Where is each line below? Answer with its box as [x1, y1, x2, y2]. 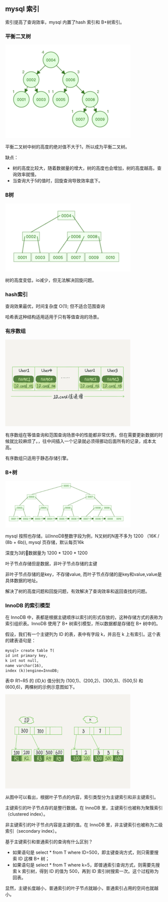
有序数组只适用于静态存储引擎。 [5, 455, 71, 461]
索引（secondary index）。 [5, 828, 59, 834]
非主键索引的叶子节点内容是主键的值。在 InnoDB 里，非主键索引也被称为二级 [5, 822, 163, 828]
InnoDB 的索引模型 [5, 602, 50, 609]
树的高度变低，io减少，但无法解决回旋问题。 [5, 277, 96, 283]
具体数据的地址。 [5, 578, 40, 584]
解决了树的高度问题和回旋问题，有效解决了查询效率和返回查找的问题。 [5, 588, 150, 594]
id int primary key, [5, 653, 48, 658]
